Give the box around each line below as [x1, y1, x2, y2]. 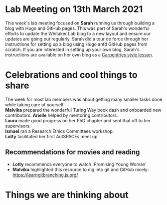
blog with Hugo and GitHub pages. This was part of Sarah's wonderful [5, 25, 150, 31]
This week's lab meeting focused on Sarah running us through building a [5, 20, 155, 26]
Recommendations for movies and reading [5, 148, 140, 157]
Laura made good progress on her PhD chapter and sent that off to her [5, 117, 151, 123]
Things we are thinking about [5, 189, 129, 201]
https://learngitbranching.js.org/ [12, 172, 78, 178]
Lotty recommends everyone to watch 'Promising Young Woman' [12, 161, 147, 167]
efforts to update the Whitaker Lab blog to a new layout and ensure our [5, 30, 151, 36]
